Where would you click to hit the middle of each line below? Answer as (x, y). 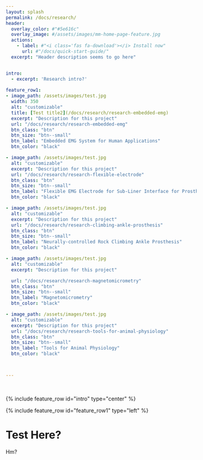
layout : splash (25, 12)
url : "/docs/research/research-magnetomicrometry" (76, 281)
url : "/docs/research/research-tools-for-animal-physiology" (90, 331)
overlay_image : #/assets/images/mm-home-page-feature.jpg (86, 35)
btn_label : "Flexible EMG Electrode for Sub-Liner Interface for (95, 192)
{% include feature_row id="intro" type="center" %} (71, 399)
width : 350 (25, 102)
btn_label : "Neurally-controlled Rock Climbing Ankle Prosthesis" (97, 242)
